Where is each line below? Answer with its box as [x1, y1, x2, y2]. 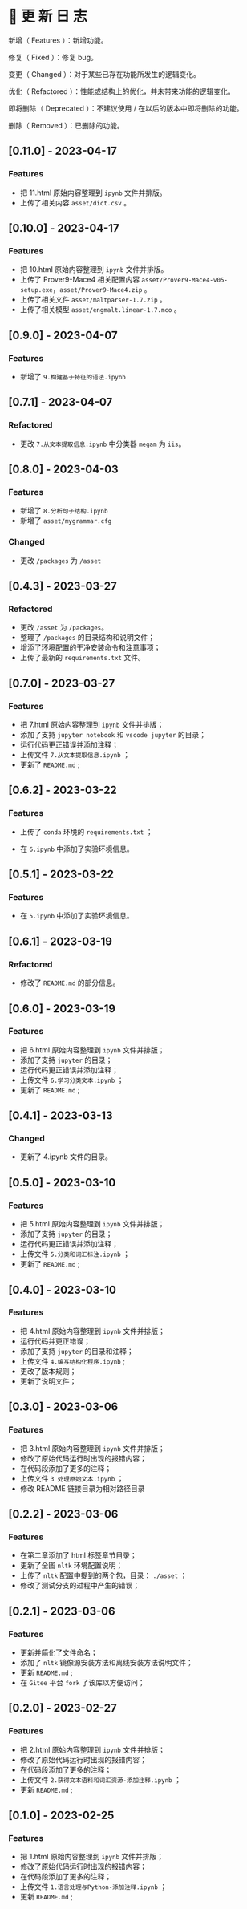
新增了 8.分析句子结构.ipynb [19, 506, 108, 516]
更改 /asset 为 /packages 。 [19, 622, 108, 632]
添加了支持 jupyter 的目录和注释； [19, 1346, 134, 1356]
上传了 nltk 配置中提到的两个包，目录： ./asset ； [19, 1571, 188, 1580]
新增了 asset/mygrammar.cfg [19, 516, 112, 525]
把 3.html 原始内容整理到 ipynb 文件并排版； [19, 1443, 166, 1453]
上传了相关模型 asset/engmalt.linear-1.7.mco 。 [19, 305, 182, 314]
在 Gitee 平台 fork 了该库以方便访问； [19, 1677, 145, 1687]
